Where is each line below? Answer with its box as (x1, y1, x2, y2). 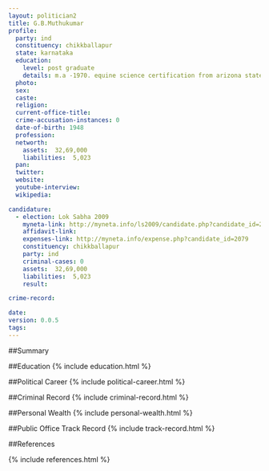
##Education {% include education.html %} (8, 361, 152, 371)
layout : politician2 (8, 11, 78, 20)
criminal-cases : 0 (22, 258, 84, 266)
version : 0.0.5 (8, 316, 59, 325)
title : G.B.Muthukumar (8, 19, 84, 27)
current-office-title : (15, 109, 91, 117)
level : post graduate (22, 64, 94, 72)
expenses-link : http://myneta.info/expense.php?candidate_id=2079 (22, 235, 249, 243)
